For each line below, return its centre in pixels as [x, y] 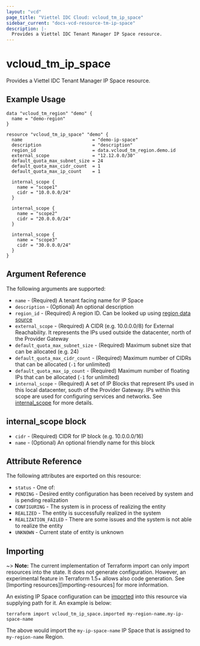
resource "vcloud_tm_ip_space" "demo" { [58, 134]
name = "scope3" [38, 240]
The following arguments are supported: [56, 288]
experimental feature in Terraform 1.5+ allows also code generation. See [95, 579]
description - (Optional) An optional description [74, 306]
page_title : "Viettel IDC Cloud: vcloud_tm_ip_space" [75, 17]
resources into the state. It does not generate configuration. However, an [96, 572]
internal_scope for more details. [54, 402]
